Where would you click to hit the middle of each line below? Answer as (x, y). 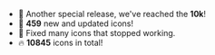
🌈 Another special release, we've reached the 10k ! (112, 14)
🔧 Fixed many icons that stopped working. (97, 33)
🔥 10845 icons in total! (60, 42)
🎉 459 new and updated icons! (76, 23)
